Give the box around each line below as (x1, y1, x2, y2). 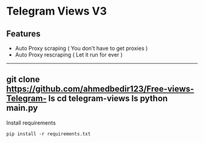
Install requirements (6, 119, 56, 126)
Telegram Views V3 (6, 4, 107, 18)
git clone (6, 74, 41, 85)
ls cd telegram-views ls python (48, 93, 168, 104)
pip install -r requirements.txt (6, 131, 91, 137)
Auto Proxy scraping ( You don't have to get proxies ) (15, 44, 148, 52)
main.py (6, 103, 38, 113)
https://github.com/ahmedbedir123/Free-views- (6, 84, 194, 94)
